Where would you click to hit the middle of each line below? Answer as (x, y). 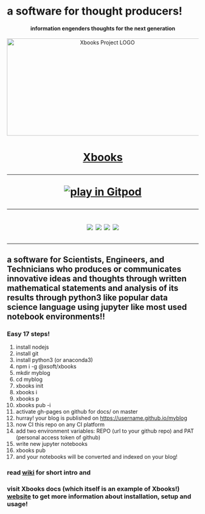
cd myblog (29, 379)
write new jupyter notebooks (51, 444)
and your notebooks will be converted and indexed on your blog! (97, 457)
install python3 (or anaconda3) (54, 360)
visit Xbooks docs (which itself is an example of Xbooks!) (93, 489)
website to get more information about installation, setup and (99, 496)
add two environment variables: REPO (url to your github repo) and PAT (105, 431)
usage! (17, 504)
